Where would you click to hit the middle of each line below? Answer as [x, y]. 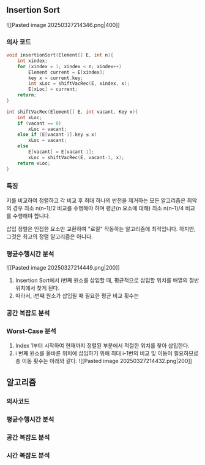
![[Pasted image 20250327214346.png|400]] [63, 25]
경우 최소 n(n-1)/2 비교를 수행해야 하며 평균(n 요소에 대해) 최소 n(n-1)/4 [98, 208]
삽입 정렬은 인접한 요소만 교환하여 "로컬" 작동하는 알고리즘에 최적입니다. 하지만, [101, 229]
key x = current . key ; [56, 78]
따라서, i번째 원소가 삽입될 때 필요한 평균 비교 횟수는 [77, 296]
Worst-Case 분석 [31, 331]
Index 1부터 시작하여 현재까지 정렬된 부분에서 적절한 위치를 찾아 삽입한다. [102, 346]
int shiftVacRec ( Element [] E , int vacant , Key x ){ [72, 112]
